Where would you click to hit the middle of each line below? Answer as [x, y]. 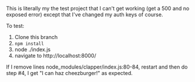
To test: [15, 26]
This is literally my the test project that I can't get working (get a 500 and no [98, 8]
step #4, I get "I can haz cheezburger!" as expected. [70, 73]
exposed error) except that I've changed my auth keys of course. [85, 15]
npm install [29, 44]
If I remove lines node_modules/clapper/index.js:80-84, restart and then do [97, 67]
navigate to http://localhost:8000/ [55, 56]
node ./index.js [33, 49]
